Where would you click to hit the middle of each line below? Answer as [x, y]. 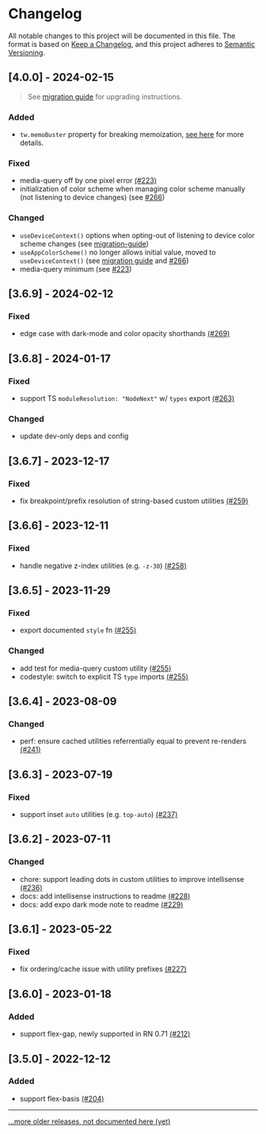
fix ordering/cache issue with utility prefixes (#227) [103, 969]
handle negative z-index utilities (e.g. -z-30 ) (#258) [103, 565]
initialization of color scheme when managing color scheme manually [132, 189]
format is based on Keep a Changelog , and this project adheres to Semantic [132, 44]
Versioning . [27, 52]
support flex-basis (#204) [62, 1098]
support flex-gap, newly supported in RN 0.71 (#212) [105, 1034]
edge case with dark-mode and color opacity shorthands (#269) [125, 334]
